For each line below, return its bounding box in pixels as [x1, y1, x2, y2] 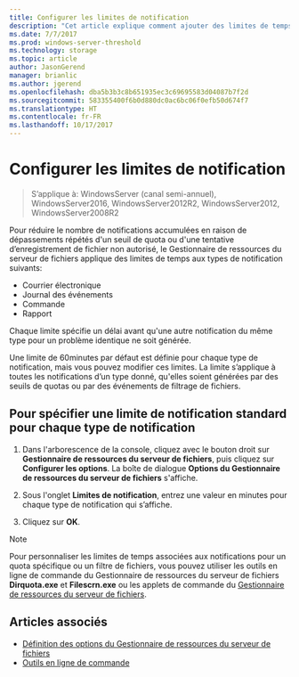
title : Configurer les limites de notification [9, 12, 190, 22]
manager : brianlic [9, 71, 77, 80]
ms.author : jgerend [9, 79, 82, 88]
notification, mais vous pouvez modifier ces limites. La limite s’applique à [9, 362, 276, 372]
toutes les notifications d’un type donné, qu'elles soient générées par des [9, 371, 279, 381]
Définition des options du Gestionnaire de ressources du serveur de [21, 638, 271, 648]
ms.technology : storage [9, 46, 98, 55]
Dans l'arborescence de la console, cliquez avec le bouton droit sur [21, 444, 270, 454]
